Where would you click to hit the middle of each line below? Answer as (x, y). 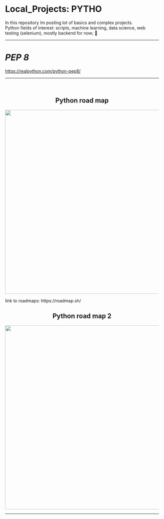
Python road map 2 (82, 316)
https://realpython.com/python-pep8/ (43, 71)
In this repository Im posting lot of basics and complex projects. (69, 23)
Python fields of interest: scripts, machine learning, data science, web (75, 27)
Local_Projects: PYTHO (53, 9)
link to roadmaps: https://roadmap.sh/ (43, 301)
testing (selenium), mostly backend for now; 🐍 (51, 33)
